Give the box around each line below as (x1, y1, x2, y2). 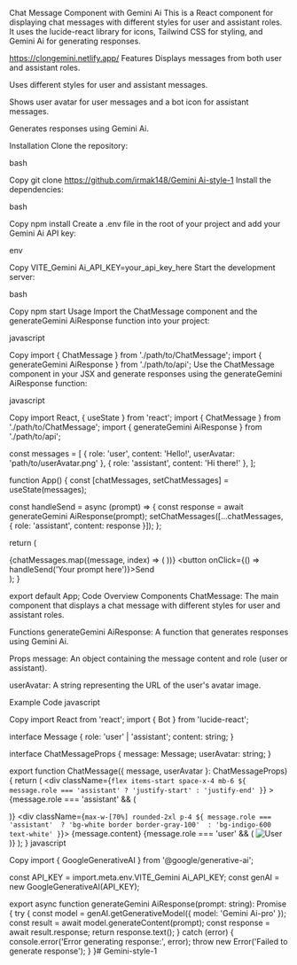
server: (9, 272, 35, 282)
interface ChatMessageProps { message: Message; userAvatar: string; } (9, 749, 272, 759)
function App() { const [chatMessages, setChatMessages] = (9, 475, 229, 486)
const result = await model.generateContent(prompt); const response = (9, 917, 270, 928)
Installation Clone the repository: (9, 141, 129, 151)
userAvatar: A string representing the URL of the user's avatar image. (9, 680, 262, 690)
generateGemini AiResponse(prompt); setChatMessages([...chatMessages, (9, 511, 284, 521)
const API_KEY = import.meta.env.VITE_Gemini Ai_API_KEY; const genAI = (9, 872, 280, 883)
